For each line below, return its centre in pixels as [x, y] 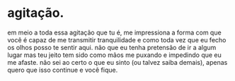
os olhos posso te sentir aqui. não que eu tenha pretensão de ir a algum [112, 47]
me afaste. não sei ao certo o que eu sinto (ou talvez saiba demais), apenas [117, 62]
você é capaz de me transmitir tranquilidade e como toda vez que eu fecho [117, 39]
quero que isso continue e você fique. [63, 70]
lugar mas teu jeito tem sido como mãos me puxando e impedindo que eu [114, 55]
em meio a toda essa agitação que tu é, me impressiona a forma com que [114, 32]
